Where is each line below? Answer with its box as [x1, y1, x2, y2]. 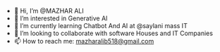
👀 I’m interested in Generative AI [13, 14, 108, 22]
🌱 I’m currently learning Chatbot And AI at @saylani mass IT [13, 22, 188, 30]
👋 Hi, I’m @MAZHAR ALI [13, 7, 84, 15]
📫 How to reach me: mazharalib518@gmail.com [13, 37, 154, 45]
